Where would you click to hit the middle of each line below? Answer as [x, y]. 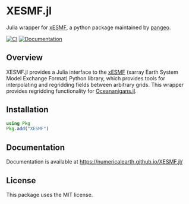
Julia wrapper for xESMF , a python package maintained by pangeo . [89, 27]
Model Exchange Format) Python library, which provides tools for [86, 78]
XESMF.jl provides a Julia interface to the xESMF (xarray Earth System [92, 72]
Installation [27, 110]
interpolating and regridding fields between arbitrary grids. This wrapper [95, 84]
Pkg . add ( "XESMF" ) [28, 129]
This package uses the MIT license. [50, 194]
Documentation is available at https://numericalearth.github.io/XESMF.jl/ [94, 162]
